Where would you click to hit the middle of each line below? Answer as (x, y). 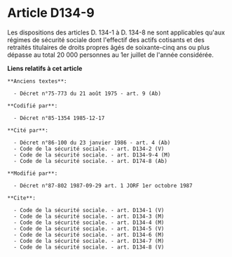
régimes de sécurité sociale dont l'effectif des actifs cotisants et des (106, 39)
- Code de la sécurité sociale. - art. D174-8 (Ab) (91, 161)
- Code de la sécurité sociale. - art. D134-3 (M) (89, 216)
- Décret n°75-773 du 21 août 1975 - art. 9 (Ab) (87, 93)
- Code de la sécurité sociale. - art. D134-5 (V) (89, 229)
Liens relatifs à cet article (45, 68)
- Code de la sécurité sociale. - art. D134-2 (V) (89, 149)
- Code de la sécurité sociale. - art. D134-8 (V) (89, 247)
